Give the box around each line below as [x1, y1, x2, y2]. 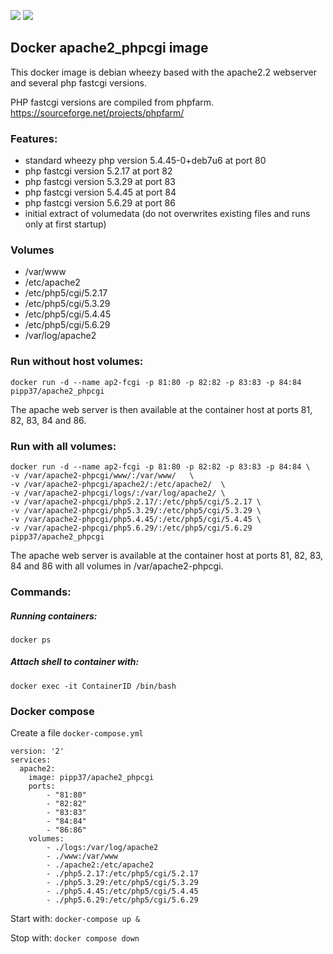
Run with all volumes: [10, 439, 117, 453]
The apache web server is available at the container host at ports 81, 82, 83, [10, 550, 324, 561]
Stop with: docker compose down [10, 932, 140, 944]
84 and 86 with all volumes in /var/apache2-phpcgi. [10, 560, 224, 572]
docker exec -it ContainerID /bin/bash [10, 681, 177, 691]
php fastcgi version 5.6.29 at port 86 [24, 197, 176, 209]
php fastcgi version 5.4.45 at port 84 [24, 186, 177, 199]
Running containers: [10, 610, 98, 622]
